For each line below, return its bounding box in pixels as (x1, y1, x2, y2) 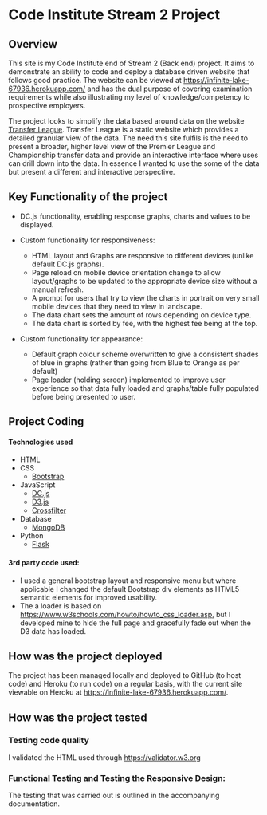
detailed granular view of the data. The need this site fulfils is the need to (8, 133, 249, 143)
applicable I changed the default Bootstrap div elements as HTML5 (19, 584, 240, 593)
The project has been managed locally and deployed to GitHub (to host (8, 671, 241, 680)
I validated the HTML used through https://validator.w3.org (8, 753, 201, 762)
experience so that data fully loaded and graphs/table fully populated (31, 383, 259, 392)
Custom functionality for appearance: (19, 333, 143, 344)
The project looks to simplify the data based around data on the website (8, 116, 245, 125)
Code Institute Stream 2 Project (8, 6, 221, 24)
